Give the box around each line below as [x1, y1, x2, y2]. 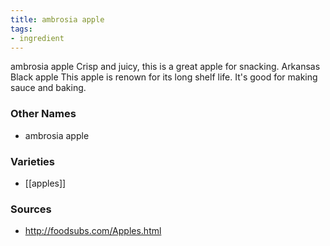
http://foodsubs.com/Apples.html [24, 225, 162, 237]
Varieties [10, 154, 55, 168]
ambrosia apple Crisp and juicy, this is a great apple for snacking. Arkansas [10, 61, 321, 73]
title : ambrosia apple [10, 14, 105, 25]
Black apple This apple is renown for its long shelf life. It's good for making [10, 71, 318, 83]
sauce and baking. [10, 82, 87, 94]
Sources [10, 202, 52, 216]
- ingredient [10, 33, 65, 43]
